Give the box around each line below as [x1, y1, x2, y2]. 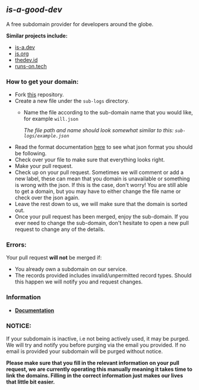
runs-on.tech [14, 63, 48, 70]
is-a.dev [14, 43, 36, 51]
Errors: [6, 241, 27, 249]
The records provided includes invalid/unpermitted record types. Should [14, 272, 192, 279]
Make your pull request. [14, 163, 73, 170]
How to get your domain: [6, 77, 79, 86]
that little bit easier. [6, 378, 55, 385]
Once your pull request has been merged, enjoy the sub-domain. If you [14, 213, 189, 220]
